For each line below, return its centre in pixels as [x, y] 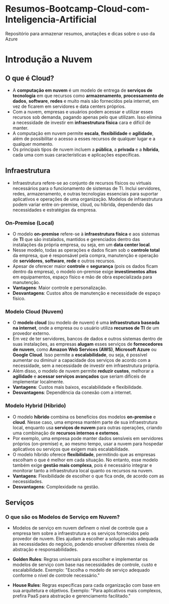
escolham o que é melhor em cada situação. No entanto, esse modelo [85, 460]
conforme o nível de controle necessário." [56, 576]
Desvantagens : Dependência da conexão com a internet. [72, 392]
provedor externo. [31, 333]
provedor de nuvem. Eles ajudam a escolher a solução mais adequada [86, 539]
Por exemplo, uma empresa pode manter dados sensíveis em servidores [88, 438]
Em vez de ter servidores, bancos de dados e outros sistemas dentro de [87, 339]
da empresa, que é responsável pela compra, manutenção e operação [86, 256]
